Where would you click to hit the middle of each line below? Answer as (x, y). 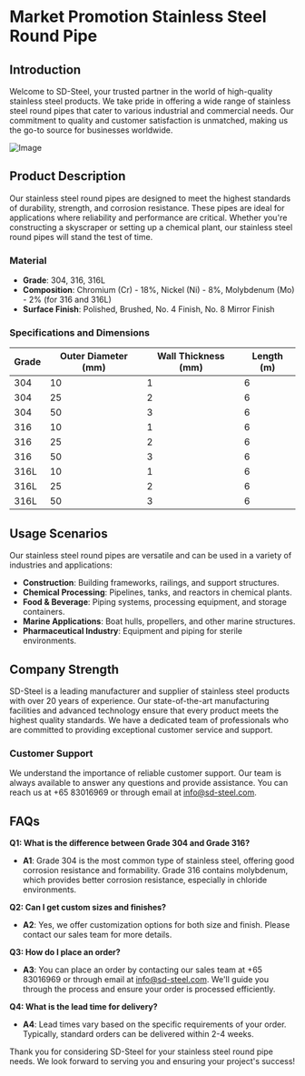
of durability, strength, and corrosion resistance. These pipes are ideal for (147, 207)
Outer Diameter (94, 357)
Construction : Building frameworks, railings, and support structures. (151, 583)
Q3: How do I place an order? (65, 952)
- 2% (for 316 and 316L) (67, 300)
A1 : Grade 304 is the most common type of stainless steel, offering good (158, 860)
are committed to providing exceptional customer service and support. (141, 730)
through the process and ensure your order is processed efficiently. (149, 990)
